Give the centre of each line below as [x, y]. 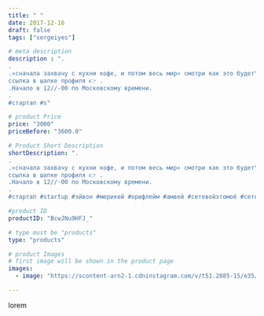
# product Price [35, 117]
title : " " [26, 15]
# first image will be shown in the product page [91, 261]
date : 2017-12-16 [37, 23]
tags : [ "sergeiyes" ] [42, 37]
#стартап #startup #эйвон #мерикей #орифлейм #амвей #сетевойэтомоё [123, 197]
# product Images [37, 254]
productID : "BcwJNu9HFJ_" [50, 218]
